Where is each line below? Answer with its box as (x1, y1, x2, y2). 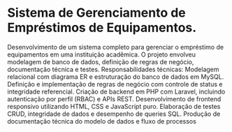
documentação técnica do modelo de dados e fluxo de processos (7, 117, 197, 125)
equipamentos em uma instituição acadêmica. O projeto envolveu (7, 50, 196, 59)
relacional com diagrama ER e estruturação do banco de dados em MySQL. (7, 72, 224, 81)
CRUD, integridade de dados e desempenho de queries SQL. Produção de (7, 110, 221, 118)
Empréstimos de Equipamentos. (7, 20, 197, 36)
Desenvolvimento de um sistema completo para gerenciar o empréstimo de (7, 43, 224, 51)
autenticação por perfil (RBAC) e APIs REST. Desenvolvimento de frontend (7, 94, 222, 103)
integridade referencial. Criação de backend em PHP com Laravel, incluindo (7, 87, 226, 96)
